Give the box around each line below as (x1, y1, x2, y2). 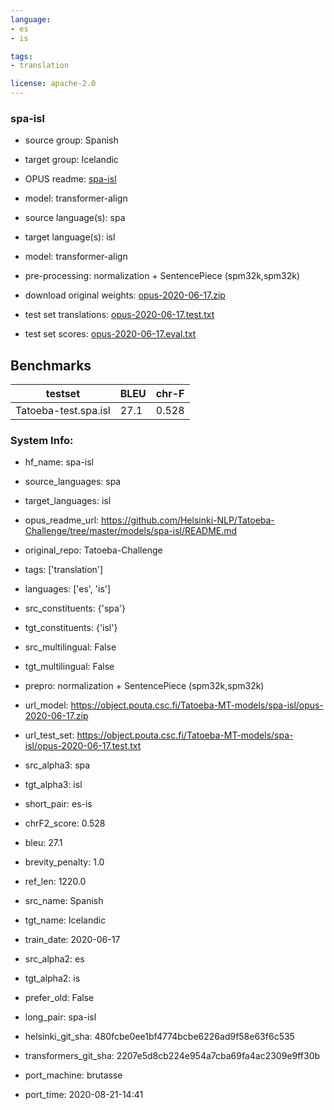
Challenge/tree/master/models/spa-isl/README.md (24, 525, 238, 537)
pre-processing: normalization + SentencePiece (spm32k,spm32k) (24, 270, 301, 282)
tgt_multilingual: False (24, 661, 115, 673)
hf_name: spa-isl (24, 456, 95, 468)
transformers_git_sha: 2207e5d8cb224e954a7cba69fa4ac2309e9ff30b (24, 1050, 321, 1062)
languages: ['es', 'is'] (24, 583, 112, 595)
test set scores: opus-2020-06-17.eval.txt (24, 328, 197, 340)
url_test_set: (24, 729, 75, 741)
